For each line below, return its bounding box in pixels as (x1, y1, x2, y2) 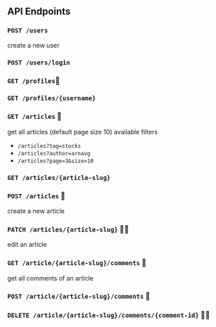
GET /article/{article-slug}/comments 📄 (7, 258, 147, 268)
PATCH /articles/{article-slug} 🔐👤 (7, 224, 129, 234)
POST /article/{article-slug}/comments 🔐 (7, 291, 151, 301)
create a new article (7, 207, 65, 215)
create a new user (7, 41, 60, 49)
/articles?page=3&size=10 (17, 158, 94, 165)
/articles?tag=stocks (17, 142, 81, 150)
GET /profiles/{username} (7, 94, 96, 103)
